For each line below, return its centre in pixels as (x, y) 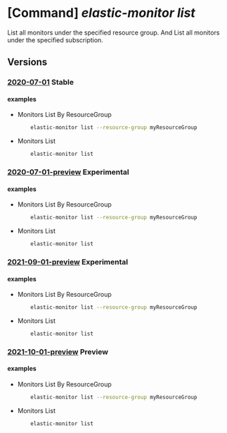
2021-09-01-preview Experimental (68, 262)
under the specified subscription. (55, 39)
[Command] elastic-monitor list (101, 13)
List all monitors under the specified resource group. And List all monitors (113, 32)
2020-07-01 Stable (40, 83)
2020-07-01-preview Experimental (69, 172)
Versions (27, 62)
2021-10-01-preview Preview (58, 352)
